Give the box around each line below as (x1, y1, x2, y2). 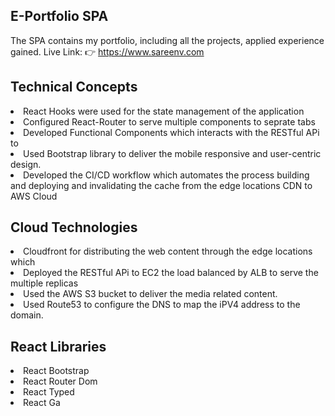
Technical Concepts (10, 79, 138, 96)
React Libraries (10, 338, 107, 355)
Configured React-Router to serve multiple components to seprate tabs (23, 115, 316, 128)
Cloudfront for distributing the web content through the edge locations (23, 245, 313, 258)
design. (10, 158, 42, 170)
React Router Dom (23, 375, 98, 388)
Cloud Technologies (10, 219, 138, 236)
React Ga (23, 397, 61, 409)
